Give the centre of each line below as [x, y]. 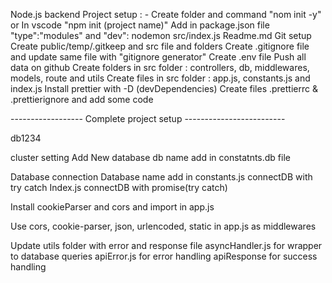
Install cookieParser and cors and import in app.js [112, 207]
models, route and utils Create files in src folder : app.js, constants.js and [160, 78]
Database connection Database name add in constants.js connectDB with [161, 177]
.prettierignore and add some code [82, 99]
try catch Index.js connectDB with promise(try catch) [119, 187]
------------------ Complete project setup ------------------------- [148, 118]
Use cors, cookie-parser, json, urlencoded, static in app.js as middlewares [163, 226]
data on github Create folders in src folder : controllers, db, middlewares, [160, 67]
